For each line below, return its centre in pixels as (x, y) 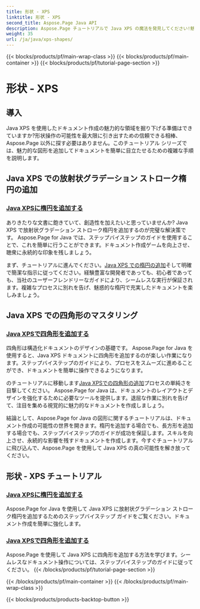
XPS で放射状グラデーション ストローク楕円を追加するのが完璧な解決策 (94, 230)
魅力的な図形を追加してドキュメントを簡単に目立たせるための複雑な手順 (105, 150)
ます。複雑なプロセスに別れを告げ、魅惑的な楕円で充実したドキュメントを (97, 287)
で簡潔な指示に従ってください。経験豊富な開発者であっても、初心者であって (99, 272)
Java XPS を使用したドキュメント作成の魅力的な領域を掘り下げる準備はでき (99, 128)
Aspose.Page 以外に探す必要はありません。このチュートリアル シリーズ (94, 143)
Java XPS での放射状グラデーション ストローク (93, 179)
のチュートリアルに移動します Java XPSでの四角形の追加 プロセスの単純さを (99, 383)
